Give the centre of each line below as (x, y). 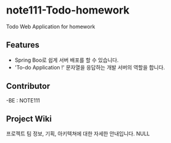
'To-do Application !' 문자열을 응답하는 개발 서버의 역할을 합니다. (90, 67)
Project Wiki (29, 119)
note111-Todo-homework (68, 10)
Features (23, 45)
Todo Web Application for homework (51, 26)
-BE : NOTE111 (23, 100)
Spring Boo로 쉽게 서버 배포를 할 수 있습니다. (67, 60)
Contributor (28, 86)
